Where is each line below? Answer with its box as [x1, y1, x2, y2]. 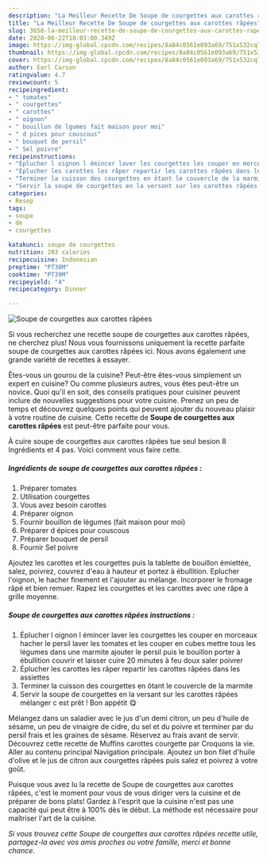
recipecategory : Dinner [8, 285, 87, 293]
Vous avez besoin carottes [19, 500, 107, 510]
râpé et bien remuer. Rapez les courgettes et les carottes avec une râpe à [8, 583, 249, 594]
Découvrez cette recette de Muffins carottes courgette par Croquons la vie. [8, 739, 256, 749]
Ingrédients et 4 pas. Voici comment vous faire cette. [8, 445, 181, 455]
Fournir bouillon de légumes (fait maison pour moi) [19, 517, 186, 527]
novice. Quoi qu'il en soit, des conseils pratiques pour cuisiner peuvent [8, 387, 241, 397]
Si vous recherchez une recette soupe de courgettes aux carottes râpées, [8, 330, 250, 339]
